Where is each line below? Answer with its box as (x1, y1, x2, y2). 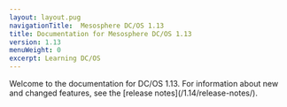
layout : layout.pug (9, 12, 81, 22)
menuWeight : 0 (9, 46, 62, 55)
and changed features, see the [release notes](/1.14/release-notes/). (9, 88, 259, 98)
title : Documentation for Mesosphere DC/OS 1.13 (9, 29, 192, 38)
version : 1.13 (9, 37, 62, 47)
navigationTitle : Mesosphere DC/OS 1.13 (9, 21, 165, 30)
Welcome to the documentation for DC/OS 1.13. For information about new (9, 79, 279, 88)
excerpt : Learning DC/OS (9, 54, 101, 63)
